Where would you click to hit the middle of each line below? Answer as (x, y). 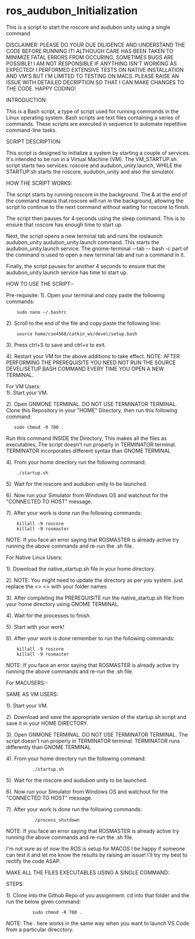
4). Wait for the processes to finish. (49, 615)
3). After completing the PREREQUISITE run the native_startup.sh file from (95, 598)
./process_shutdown (56, 820)
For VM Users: (23, 386)
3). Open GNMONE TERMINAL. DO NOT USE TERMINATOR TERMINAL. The (97, 734)
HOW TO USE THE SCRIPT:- (40, 284)
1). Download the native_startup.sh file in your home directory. (81, 568)
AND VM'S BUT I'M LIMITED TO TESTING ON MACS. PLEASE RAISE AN (93, 76)
